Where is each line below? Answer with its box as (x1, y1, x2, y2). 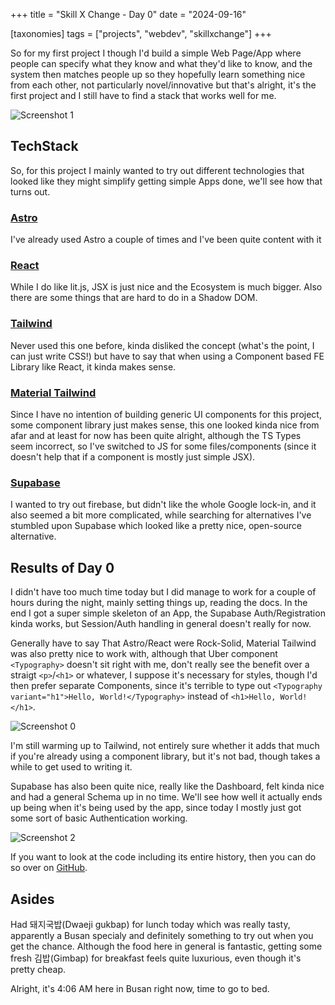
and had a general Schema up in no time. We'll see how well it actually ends (10, 791, 323, 803)
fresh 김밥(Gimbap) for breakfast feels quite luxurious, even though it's (10, 952, 302, 964)
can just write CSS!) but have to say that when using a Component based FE (10, 350, 325, 362)
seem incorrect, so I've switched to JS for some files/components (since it (10, 440, 317, 452)
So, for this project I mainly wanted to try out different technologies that (10, 164, 305, 176)
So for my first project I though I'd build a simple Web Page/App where (10, 47, 302, 59)
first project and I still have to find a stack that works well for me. (10, 90, 277, 101)
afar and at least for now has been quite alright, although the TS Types (10, 430, 302, 441)
